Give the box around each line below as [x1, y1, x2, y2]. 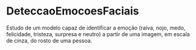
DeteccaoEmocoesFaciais [6, 4, 139, 18]
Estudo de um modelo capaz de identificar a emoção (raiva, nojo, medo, [6, 24, 186, 31]
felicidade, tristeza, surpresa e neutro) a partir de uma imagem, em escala [6, 30, 190, 37]
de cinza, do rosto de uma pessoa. [6, 37, 92, 44]
